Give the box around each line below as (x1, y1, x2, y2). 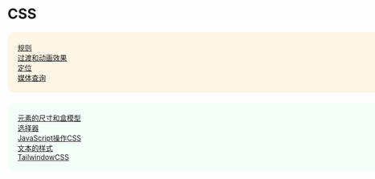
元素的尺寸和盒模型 (18, 113, 81, 123)
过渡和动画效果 (18, 53, 67, 63)
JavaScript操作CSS (18, 133, 82, 143)
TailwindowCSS (18, 153, 70, 162)
